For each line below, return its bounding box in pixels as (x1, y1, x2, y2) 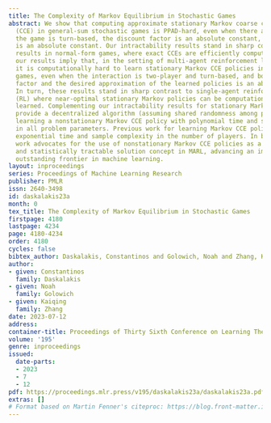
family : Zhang (15, 305, 63, 313)
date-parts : (15, 357, 56, 366)
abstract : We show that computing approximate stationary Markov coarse (8, 19, 258, 27)
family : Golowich (15, 290, 74, 298)
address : (8, 320, 38, 328)
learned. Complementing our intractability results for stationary (15, 102, 248, 110)
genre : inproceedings (8, 343, 81, 351)
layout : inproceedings (8, 163, 85, 171)
